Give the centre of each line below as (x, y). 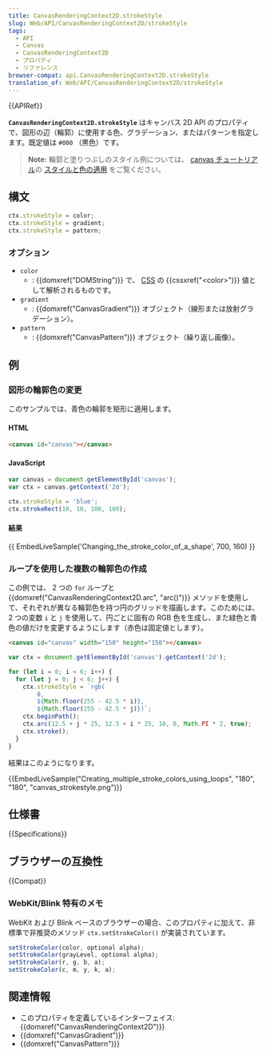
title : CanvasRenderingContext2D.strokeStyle (85, 16)
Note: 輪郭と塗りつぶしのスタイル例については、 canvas (121, 159)
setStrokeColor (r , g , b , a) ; (57, 962)
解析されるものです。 (81, 290)
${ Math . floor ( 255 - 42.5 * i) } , (91, 702)
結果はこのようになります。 (54, 763)
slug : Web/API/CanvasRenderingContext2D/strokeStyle (98, 23)
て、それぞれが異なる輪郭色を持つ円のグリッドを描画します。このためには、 (134, 608)
